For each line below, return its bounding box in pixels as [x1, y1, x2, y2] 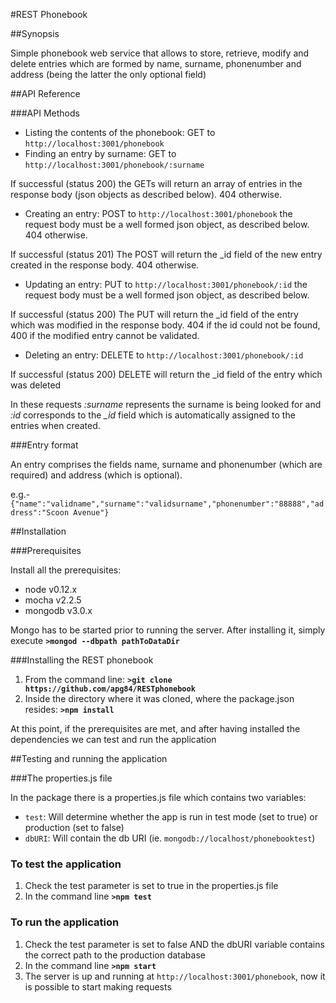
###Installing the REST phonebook [10, 654, 154, 666]
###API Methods [10, 107, 80, 119]
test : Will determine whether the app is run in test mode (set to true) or [24, 811, 318, 823]
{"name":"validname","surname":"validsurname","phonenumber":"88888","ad [10, 499, 325, 509]
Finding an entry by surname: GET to [24, 148, 177, 159]
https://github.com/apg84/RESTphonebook [24, 684, 196, 694]
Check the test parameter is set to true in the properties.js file [24, 880, 279, 892]
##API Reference [10, 88, 81, 99]
